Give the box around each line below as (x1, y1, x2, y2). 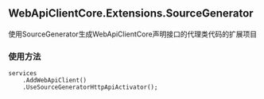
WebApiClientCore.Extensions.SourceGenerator (8, 6, 254, 21)
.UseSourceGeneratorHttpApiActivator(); (22, 83, 158, 92)
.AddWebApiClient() (22, 77, 87, 85)
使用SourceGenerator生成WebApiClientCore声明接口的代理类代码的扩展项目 (8, 29, 257, 39)
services (8, 70, 37, 78)
